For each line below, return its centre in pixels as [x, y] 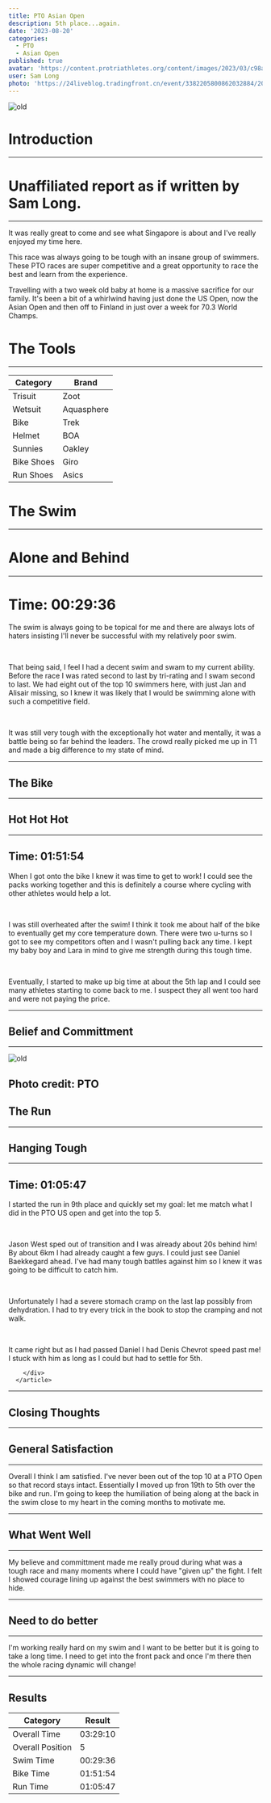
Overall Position [42, 1747]
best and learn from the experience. [68, 275]
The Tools [42, 349]
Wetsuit [27, 410]
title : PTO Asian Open [46, 16]
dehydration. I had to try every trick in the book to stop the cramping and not [135, 1310]
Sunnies [28, 449]
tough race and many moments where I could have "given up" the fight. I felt [135, 1570]
